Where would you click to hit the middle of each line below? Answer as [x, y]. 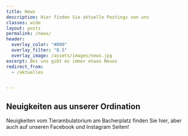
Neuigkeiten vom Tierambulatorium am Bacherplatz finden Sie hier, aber [94, 121]
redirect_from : [25, 67]
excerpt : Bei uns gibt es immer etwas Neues [62, 61]
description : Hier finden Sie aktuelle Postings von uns [78, 17]
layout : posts [24, 28]
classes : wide [24, 22]
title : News [21, 12]
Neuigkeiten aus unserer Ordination [73, 106]
